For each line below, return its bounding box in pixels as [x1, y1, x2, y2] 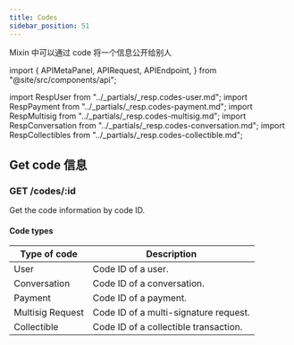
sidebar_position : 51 [9, 21, 90, 30]
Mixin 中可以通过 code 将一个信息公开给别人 [9, 46, 172, 58]
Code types [9, 225, 54, 236]
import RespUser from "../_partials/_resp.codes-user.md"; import [9, 91, 248, 103]
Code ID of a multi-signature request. [92, 307, 250, 319]
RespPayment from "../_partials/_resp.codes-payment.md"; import [9, 101, 253, 111]
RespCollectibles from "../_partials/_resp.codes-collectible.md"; [9, 129, 243, 140]
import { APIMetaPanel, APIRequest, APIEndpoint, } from [9, 64, 217, 76]
